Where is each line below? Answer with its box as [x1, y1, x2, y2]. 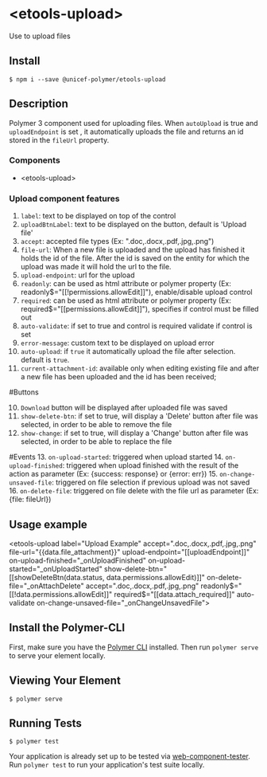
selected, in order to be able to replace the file [20, 437, 172, 446]
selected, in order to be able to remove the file [20, 420, 172, 430]
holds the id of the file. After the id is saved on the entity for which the [20, 253, 250, 263]
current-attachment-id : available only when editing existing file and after [20, 363, 260, 373]
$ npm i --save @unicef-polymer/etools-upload [9, 75, 166, 84]
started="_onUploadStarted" [9, 563, 103, 574]
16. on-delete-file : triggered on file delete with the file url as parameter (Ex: [9, 486, 259, 496]
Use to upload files [9, 31, 71, 41]
